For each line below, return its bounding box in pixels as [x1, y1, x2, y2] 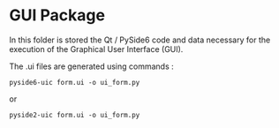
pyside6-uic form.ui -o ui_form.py [9, 78, 140, 87]
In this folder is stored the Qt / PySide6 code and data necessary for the [9, 34, 271, 45]
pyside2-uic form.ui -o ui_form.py [9, 110, 140, 119]
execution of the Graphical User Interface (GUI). [9, 43, 184, 54]
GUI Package [9, 5, 106, 26]
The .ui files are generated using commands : [9, 61, 174, 72]
